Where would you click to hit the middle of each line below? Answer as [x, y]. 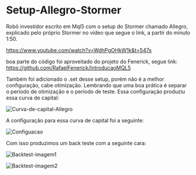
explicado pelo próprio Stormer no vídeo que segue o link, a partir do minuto [98, 32]
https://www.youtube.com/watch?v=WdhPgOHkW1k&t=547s [79, 50]
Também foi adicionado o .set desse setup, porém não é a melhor [85, 79]
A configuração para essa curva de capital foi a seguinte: [75, 120]
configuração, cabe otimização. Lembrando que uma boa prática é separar [97, 85]
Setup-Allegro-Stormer [64, 10]
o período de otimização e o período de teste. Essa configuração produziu [96, 91]
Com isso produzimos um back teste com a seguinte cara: [76, 143]
